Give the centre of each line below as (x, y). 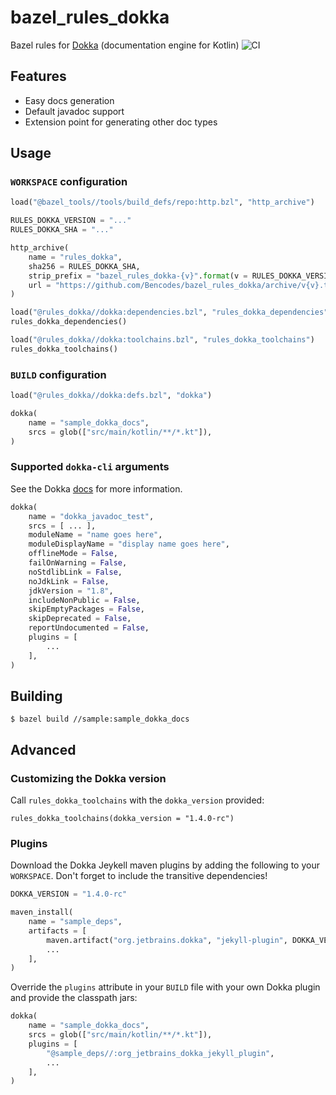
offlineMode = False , (73, 554)
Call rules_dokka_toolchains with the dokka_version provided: (137, 800)
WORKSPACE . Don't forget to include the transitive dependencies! (139, 876)
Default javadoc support (74, 111)
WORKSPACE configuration (69, 182)
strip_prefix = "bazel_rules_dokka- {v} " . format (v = (138, 276)
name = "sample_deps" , (75, 922)
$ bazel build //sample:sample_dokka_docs (100, 719)
